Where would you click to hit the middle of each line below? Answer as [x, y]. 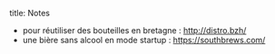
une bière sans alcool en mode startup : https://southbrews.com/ [144, 40]
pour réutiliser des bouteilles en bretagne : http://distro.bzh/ [134, 30]
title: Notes [30, 13]
